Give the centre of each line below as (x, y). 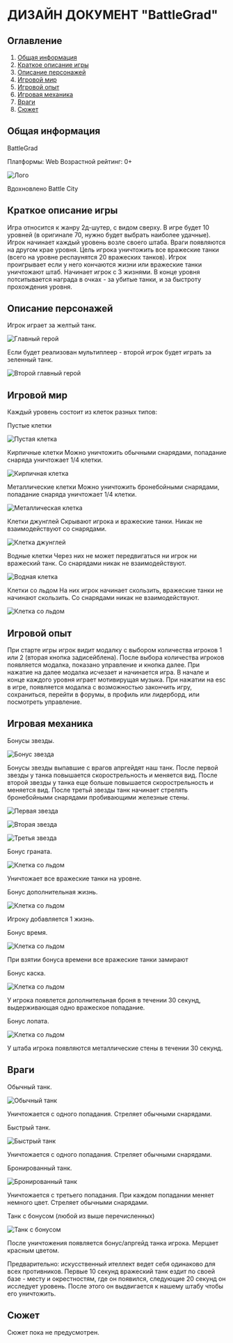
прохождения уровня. (40, 287)
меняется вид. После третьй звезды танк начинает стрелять (98, 790)
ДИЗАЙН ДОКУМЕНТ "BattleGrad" (113, 15)
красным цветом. (33, 1250)
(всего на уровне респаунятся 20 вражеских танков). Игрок (97, 257)
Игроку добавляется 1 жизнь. (51, 919)
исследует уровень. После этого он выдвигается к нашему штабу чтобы (115, 1286)
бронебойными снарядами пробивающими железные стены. (98, 797)
